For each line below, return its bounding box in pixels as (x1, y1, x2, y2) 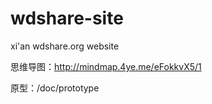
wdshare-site (10, 7, 124, 30)
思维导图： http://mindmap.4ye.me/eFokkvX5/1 (10, 60, 202, 72)
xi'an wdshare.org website (10, 40, 120, 52)
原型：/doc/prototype (10, 82, 100, 94)
